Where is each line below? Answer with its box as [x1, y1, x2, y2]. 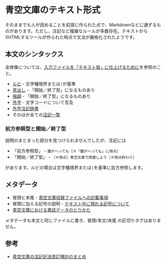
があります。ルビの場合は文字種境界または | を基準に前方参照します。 [5, 165, 146, 171]
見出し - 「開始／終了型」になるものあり [12, 87, 96, 93]
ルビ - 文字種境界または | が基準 [12, 81, 76, 87]
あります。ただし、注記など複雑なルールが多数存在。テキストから [13, 28, 148, 34]
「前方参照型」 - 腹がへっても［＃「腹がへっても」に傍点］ [12, 148, 120, 154]
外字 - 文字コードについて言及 [12, 99, 73, 105]
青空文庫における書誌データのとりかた [12, 207, 91, 213]
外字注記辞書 [12, 105, 39, 111]
